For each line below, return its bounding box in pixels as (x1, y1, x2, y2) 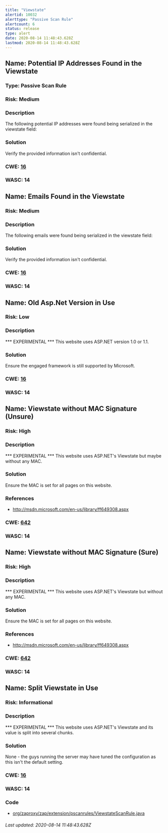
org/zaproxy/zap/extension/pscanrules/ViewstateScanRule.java (12, 810, 145, 816)
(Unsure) (5, 412, 34, 421)
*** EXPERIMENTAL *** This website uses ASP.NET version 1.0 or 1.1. (5, 339, 149, 345)
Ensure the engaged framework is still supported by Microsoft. (5, 363, 135, 369)
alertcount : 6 (5, 21, 35, 27)
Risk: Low (5, 313, 30, 320)
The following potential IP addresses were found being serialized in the (5, 121, 153, 127)
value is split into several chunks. (5, 729, 74, 735)
